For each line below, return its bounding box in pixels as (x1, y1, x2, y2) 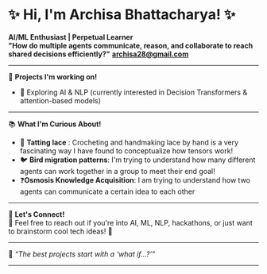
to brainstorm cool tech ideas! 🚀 (8, 226, 113, 236)
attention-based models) (19, 95, 102, 105)
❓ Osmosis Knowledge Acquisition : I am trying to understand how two (19, 175, 250, 184)
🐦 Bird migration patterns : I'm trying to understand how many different (19, 155, 256, 164)
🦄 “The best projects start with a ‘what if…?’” (8, 249, 156, 259)
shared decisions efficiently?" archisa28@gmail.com (8, 49, 189, 59)
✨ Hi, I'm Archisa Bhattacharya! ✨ (8, 6, 236, 24)
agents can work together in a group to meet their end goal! (19, 166, 216, 176)
